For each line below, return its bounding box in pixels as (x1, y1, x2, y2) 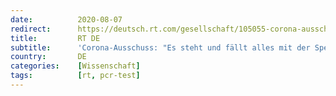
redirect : (10, 24, 52, 34)
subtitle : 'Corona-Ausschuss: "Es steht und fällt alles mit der (10, 42, 311, 53)
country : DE (10, 52, 87, 62)
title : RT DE (10, 33, 101, 43)
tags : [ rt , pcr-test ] (10, 71, 141, 81)
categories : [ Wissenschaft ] (10, 61, 141, 71)
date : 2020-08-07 (10, 14, 123, 25)
